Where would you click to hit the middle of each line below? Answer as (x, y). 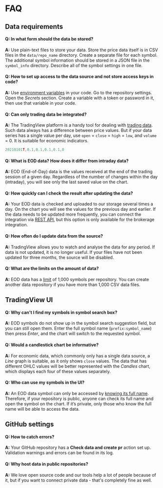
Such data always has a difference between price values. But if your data (79, 131)
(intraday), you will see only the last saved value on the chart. (67, 182)
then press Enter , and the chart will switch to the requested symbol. (73, 333)
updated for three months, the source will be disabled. (60, 257)
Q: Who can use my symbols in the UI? (45, 382)
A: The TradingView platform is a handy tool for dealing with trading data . (79, 125)
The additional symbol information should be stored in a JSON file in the (77, 60)
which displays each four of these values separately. (58, 371)
